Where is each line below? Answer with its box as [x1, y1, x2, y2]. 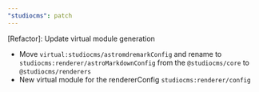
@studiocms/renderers [18, 67, 91, 76]
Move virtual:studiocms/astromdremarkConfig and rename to [18, 49, 222, 58]
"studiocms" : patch [7, 11, 73, 20]
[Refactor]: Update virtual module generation [7, 34, 155, 43]
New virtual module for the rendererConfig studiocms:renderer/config [18, 74, 251, 84]
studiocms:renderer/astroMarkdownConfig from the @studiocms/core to [18, 58, 249, 67]
